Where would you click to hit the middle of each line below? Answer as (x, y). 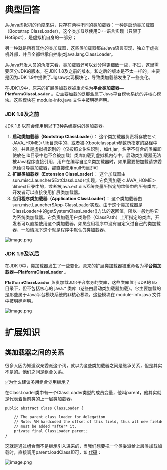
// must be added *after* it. (45, 426)
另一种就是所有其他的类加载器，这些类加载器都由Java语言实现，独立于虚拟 (82, 48)
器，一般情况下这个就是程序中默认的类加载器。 (60, 230)
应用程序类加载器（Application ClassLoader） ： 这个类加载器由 (77, 199)
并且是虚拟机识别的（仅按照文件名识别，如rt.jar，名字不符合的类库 (89, 149)
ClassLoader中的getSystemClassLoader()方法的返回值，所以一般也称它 (85, 211)
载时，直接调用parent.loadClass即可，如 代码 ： (54, 452)
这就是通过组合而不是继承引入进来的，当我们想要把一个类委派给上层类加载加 (83, 446)
